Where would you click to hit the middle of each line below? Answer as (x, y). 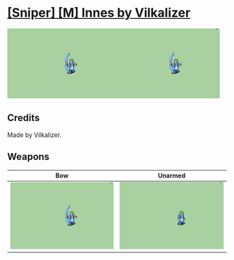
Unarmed (172, 175)
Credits (24, 118)
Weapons (29, 157)
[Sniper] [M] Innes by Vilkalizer (99, 13)
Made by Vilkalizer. (34, 135)
